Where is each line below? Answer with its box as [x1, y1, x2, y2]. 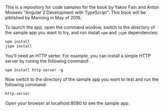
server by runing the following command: [5, 58, 89, 64]
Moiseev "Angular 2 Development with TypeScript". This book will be [5, 9, 146, 15]
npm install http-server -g [5, 67, 64, 72]
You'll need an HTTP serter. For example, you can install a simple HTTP [5, 53, 151, 58]
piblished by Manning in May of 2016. [5, 15, 82, 20]
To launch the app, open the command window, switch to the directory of [5, 24, 155, 30]
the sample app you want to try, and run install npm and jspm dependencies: [5, 30, 159, 35]
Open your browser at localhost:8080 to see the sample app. [5, 100, 130, 106]
